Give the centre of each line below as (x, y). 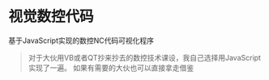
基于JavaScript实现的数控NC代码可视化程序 (81, 40)
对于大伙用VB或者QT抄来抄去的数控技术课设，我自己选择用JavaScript (145, 57)
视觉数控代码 (51, 17)
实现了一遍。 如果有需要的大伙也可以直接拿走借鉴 (111, 67)
